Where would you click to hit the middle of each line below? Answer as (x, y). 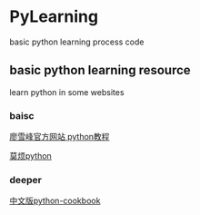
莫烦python (30, 156)
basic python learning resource (100, 70)
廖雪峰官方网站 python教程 (60, 137)
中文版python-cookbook (55, 200)
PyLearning (54, 17)
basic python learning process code (77, 42)
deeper (26, 180)
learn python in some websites (67, 92)
